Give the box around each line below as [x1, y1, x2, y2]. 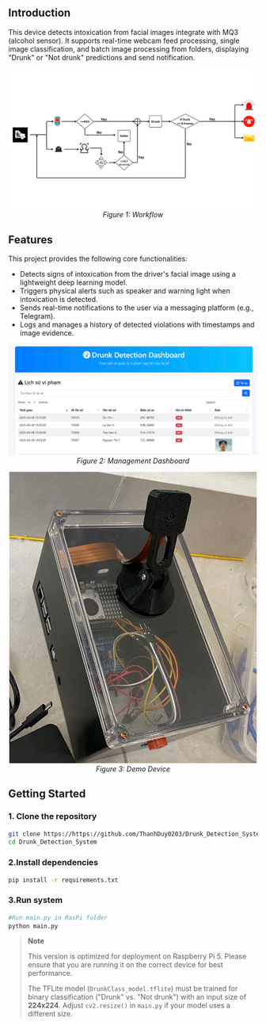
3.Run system [8, 895, 63, 906]
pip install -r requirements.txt [8, 876, 119, 884]
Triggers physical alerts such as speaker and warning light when [19, 286, 231, 296]
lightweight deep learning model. [19, 277, 128, 288]
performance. [27, 969, 73, 978]
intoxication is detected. [19, 295, 98, 304]
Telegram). [19, 312, 55, 321]
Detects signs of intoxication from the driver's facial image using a [19, 270, 236, 279]
